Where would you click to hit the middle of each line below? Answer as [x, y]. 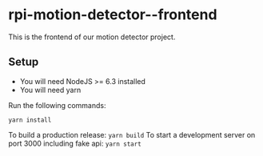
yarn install [30, 120]
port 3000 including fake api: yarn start [75, 143]
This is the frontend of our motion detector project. [92, 37]
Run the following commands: [57, 105]
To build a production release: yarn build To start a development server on [132, 134]
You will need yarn [50, 90]
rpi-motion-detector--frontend [113, 15]
